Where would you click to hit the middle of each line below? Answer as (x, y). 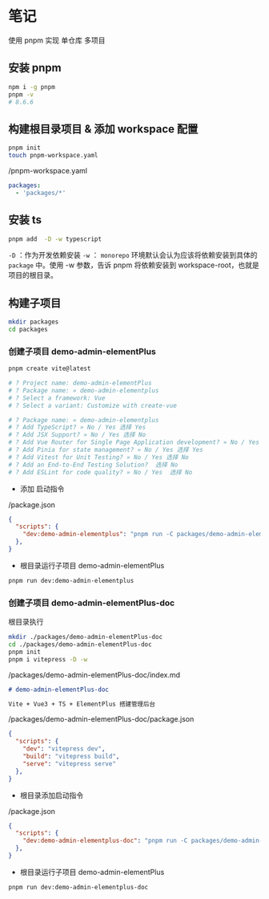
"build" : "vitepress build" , (71, 757)
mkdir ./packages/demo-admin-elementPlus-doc (85, 637)
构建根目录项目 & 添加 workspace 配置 (103, 129)
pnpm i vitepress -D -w (48, 659)
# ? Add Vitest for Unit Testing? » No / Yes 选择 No (99, 457)
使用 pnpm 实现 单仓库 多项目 (57, 40)
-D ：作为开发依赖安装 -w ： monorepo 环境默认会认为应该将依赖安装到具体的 (133, 255)
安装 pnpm (35, 68)
